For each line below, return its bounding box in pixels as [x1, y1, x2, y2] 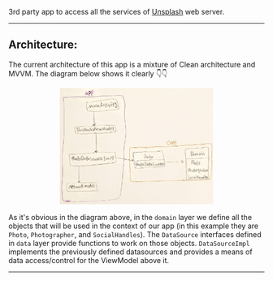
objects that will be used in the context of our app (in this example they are [8, 221, 258, 231]
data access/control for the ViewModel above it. [8, 256, 169, 266]
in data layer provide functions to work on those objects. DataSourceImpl [8, 239, 250, 249]
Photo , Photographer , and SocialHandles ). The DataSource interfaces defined [8, 230, 262, 240]
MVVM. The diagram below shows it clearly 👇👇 [8, 68, 168, 78]
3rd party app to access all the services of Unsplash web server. [8, 7, 225, 16]
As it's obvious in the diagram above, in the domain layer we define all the [8, 213, 253, 223]
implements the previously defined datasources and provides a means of [8, 247, 253, 257]
